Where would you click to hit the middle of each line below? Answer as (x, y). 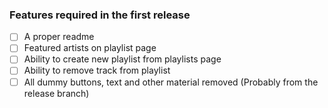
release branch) (56, 93)
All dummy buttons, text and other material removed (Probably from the (171, 82)
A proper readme (59, 37)
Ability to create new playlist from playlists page (122, 59)
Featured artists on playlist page (90, 48)
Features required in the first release (100, 15)
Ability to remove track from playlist (97, 70)
